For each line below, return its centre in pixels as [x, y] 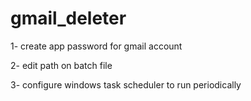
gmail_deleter [68, 18]
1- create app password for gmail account [96, 46]
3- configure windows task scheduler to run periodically [126, 84]
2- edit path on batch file [61, 65]
